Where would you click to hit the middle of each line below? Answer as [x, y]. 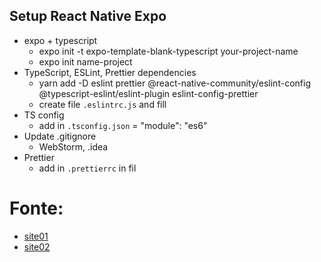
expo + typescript [60, 40]
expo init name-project [85, 61]
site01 [36, 236]
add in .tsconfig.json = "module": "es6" [123, 125]
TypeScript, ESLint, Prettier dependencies [110, 72]
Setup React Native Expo [88, 16]
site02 [37, 246]
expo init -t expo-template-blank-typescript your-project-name [168, 51]
